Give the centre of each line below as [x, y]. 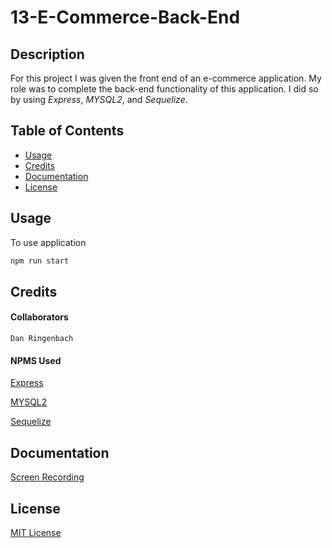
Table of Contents [67, 131]
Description [47, 54]
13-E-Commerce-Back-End [125, 17]
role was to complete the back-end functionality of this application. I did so [164, 89]
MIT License [36, 532]
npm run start [40, 261]
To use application [48, 242]
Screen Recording [47, 477]
